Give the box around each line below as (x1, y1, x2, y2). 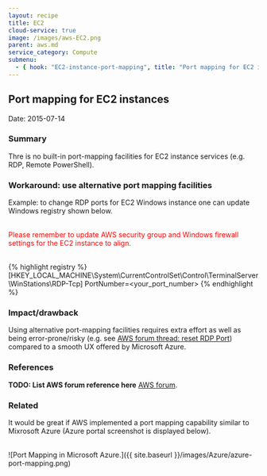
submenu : (8, 56, 37, 64)
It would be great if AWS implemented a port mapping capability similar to (8, 418, 250, 428)
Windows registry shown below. (8, 206, 113, 216)
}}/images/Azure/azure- (173, 450, 253, 460)
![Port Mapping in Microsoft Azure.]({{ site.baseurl (8, 450, 172, 460)
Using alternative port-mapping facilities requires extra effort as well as (8, 325, 242, 335)
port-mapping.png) (8, 459, 72, 468)
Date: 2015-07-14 (8, 113, 66, 123)
